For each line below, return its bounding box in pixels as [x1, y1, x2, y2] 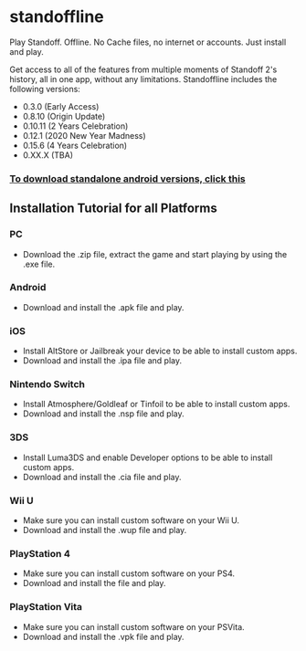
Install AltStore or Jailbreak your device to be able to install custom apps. [22, 345, 298, 357]
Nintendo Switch [9, 378, 85, 391]
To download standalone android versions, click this [9, 172, 247, 184]
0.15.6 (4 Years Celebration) [22, 140, 128, 151]
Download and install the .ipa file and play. [22, 355, 183, 366]
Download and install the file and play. [22, 578, 166, 589]
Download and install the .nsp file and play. [22, 408, 185, 419]
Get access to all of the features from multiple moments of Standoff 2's [9, 64, 278, 75]
